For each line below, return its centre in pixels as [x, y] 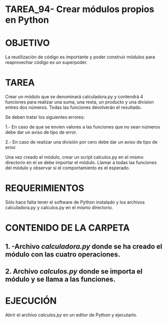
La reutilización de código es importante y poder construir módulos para [80, 57]
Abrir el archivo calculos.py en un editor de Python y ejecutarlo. [71, 315]
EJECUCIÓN [31, 301]
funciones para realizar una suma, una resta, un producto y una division [80, 102]
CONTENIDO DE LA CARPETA [67, 228]
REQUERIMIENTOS [45, 188]
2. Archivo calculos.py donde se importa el [74, 271]
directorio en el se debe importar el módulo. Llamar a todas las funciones [81, 163]
